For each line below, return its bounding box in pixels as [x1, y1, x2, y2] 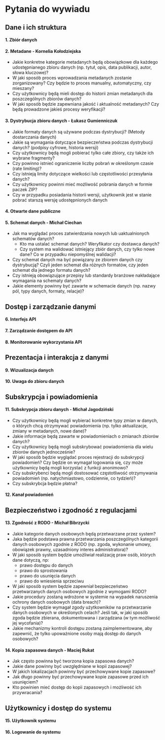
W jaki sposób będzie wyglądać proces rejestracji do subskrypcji [12, 454, 144, 460]
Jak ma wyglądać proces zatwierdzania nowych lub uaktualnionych [12, 231, 149, 237]
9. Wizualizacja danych [5, 367, 54, 373]
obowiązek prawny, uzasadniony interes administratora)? [12, 546, 128, 552]
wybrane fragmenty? [12, 155, 55, 161]
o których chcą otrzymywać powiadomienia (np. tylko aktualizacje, [12, 422, 148, 428]
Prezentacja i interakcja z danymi [5, 353, 109, 362]
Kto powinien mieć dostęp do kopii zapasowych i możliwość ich [12, 684, 142, 690]
